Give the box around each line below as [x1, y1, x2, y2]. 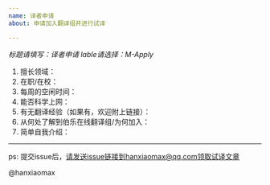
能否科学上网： [19, 97, 70, 106]
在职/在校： [19, 76, 59, 86]
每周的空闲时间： [19, 86, 77, 97]
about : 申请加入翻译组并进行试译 [8, 19, 106, 27]
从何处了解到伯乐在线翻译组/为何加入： [19, 117, 150, 126]
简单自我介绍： [19, 126, 70, 137]
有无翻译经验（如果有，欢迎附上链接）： [19, 106, 151, 117]
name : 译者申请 [8, 11, 55, 20]
